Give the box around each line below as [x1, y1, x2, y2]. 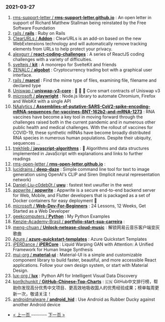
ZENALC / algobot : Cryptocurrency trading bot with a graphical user [12, 67, 153, 73]
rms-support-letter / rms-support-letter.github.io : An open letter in [12, 15, 152, 21]
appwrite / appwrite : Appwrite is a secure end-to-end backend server [12, 187, 156, 193]
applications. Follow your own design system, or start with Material [12, 262, 148, 268]
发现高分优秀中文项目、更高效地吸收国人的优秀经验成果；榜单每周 [21, 285, 155, 291]
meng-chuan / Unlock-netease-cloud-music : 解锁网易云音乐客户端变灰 [12, 225, 160, 230]
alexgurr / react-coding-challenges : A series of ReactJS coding [12, 51, 144, 57]
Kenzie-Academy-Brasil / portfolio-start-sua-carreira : [12, 219, 125, 225]
